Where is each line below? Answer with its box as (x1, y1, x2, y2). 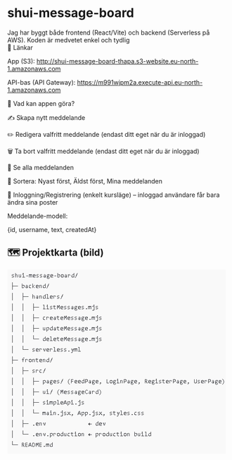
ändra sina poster (7, 198, 58, 206)
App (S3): (7, 56, 35, 65)
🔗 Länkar (7, 43, 33, 52)
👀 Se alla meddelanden (7, 163, 74, 171)
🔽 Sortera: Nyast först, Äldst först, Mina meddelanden (7, 176, 163, 185)
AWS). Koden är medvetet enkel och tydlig (7, 35, 130, 44)
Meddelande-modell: (7, 212, 68, 220)
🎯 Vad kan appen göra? (7, 99, 75, 107)
